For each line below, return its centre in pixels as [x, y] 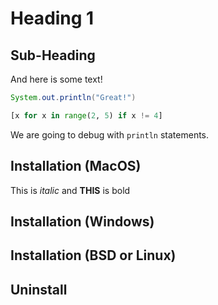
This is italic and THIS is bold [70, 190]
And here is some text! [56, 79]
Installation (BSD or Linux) [93, 255]
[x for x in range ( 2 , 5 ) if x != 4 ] [86, 115]
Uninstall [39, 289]
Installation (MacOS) [76, 166]
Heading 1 [52, 18]
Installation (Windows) [82, 221]
